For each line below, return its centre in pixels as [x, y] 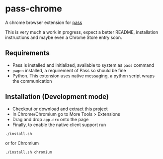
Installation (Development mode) [57, 97]
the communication [32, 81]
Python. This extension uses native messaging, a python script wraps [83, 76]
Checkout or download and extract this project [60, 109]
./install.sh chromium [29, 152]
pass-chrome [34, 9]
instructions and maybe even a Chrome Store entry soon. [64, 37]
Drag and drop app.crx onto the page [50, 119]
